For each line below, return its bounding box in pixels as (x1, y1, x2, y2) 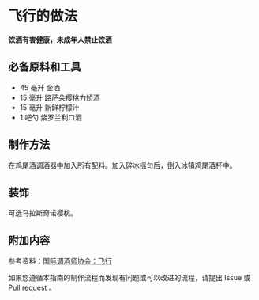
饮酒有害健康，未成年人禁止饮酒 (8, 35, 112, 44)
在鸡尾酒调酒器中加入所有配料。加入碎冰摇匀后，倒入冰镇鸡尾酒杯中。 (8, 160, 237, 170)
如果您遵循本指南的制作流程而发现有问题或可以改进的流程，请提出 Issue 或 (8, 273, 251, 283)
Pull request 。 (8, 283, 57, 293)
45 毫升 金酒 (19, 82, 61, 92)
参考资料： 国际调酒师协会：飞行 (8, 256, 112, 266)
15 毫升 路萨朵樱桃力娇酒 (19, 93, 100, 102)
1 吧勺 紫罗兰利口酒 (19, 112, 83, 122)
